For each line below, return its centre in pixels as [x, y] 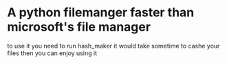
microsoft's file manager [79, 27]
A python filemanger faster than [101, 13]
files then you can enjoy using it [52, 53]
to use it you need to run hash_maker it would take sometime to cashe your [113, 46]
